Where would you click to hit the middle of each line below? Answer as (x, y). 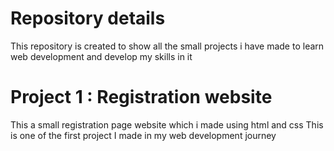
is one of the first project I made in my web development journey (143, 135)
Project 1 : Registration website (141, 97)
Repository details (88, 18)
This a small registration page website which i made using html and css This (167, 124)
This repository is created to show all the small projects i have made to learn (167, 46)
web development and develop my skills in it (101, 56)
